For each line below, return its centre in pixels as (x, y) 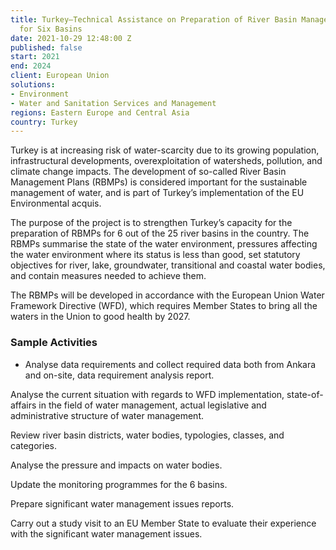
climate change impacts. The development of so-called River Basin (148, 172)
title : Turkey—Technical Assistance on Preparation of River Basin (154, 19)
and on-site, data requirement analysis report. (119, 375)
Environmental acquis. (56, 203)
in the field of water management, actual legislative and (152, 405)
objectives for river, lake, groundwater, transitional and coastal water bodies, (168, 265)
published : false (46, 47)
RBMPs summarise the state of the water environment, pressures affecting (164, 244)
